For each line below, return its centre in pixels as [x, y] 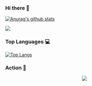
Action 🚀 [16, 67]
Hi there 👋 [18, 8]
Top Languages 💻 [28, 42]
